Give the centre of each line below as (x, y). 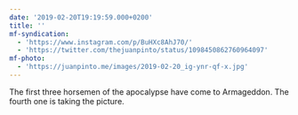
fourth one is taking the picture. (67, 101)
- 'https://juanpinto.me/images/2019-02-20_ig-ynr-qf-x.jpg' (133, 67)
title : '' (28, 26)
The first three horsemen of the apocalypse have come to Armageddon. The (149, 92)
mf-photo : (28, 58)
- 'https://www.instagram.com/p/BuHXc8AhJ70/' (105, 42)
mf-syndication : (39, 34)
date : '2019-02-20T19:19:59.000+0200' (81, 17)
